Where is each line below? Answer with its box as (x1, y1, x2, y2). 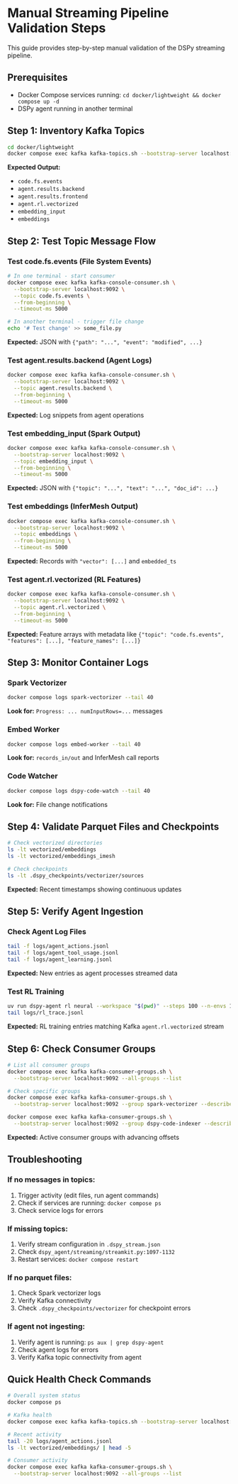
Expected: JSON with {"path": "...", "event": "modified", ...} (7, 338, 203, 346)
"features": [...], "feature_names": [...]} (7, 637, 141, 644)
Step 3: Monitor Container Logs (7, 656, 149, 669)
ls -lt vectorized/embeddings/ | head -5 (7, 1444, 132, 1451)
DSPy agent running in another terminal (17, 104, 133, 113)
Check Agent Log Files (7, 927, 86, 937)
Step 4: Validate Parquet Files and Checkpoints (7, 820, 220, 832)
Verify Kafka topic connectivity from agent (17, 1353, 142, 1361)
